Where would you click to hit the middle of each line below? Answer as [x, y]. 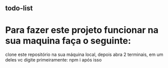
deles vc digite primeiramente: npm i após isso [54, 60]
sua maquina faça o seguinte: [68, 41]
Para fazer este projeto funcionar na [82, 30]
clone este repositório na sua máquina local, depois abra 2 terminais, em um [84, 54]
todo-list [19, 8]
